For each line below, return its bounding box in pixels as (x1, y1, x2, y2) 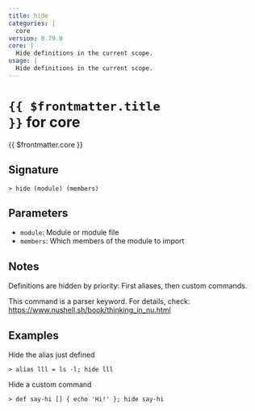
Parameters (8, 206, 69, 220)
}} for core (8, 113, 81, 131)
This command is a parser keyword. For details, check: (8, 297, 190, 306)
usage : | (8, 57, 38, 65)
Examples (8, 328, 59, 342)
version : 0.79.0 (8, 34, 63, 43)
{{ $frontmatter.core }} (8, 139, 83, 149)
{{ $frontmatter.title (8, 98, 161, 114)
